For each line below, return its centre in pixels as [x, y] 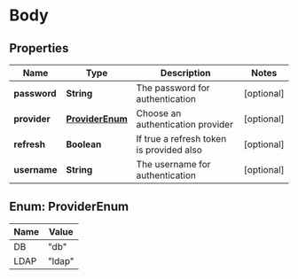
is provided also [169, 150]
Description [185, 73]
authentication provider [184, 124]
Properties [39, 48]
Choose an [159, 113]
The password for [173, 88]
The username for [173, 164]
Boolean [84, 144]
